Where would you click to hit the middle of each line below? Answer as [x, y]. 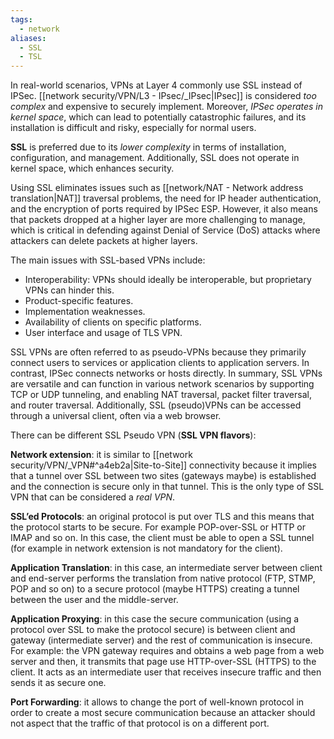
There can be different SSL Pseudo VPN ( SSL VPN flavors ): [133, 435]
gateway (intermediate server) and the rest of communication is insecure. [161, 640]
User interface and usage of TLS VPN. [103, 333]
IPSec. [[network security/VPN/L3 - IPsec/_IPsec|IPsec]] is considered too [163, 96]
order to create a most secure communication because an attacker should [163, 713]
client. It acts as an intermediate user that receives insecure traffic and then [166, 672]
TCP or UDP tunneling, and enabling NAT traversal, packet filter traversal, [161, 395]
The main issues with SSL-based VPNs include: [108, 260]
